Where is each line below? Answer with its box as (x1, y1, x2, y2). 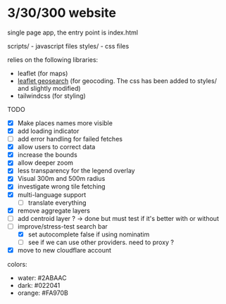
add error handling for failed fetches (17, 135, 123, 144)
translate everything (27, 198, 87, 207)
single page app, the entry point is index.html (7, 28, 139, 37)
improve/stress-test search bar (17, 222, 108, 230)
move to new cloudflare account (17, 246, 111, 254)
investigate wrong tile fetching (17, 182, 106, 191)
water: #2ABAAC (17, 274, 67, 282)
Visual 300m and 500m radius (17, 175, 106, 183)
